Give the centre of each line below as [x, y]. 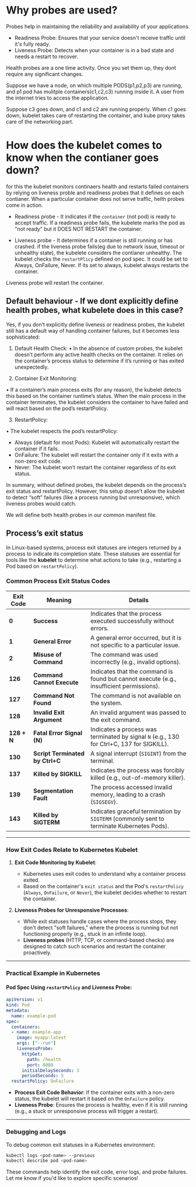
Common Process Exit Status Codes [58, 581]
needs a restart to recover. [46, 56]
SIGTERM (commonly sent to [127, 818]
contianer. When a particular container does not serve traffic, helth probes [95, 199]
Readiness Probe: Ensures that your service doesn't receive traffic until [100, 37]
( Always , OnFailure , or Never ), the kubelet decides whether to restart [105, 893]
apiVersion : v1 [24, 1000]
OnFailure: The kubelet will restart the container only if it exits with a [96, 455]
